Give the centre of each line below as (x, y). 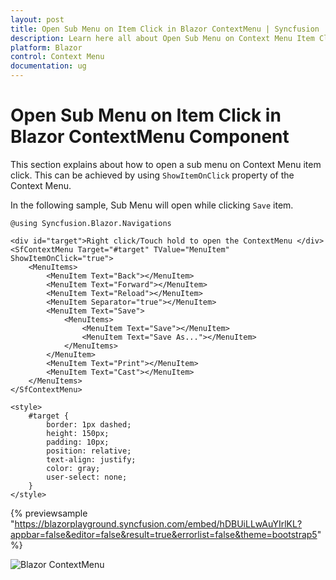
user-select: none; (87, 477)
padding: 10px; (78, 442)
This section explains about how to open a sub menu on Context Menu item (166, 164)
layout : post (37, 19)
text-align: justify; (91, 459)
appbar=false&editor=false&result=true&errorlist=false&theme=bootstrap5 (164, 534)
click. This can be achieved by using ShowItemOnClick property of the (152, 175)
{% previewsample (49, 513)
